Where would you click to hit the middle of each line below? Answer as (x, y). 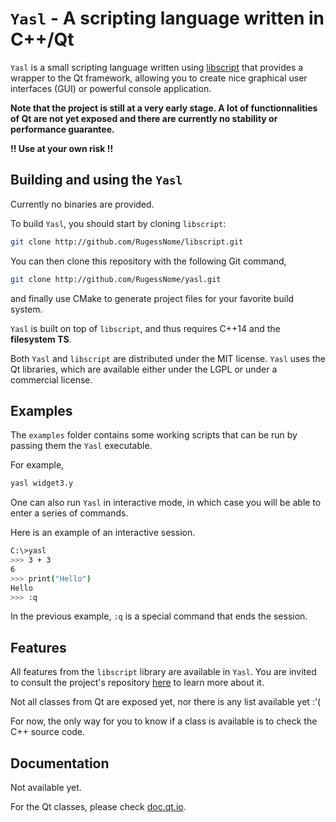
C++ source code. (48, 732)
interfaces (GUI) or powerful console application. (111, 88)
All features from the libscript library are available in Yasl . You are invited (163, 672)
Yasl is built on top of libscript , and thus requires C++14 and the (145, 328)
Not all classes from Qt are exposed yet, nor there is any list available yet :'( (166, 702)
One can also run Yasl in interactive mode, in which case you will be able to (166, 503)
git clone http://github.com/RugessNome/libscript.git (127, 242)
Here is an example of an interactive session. (103, 533)
